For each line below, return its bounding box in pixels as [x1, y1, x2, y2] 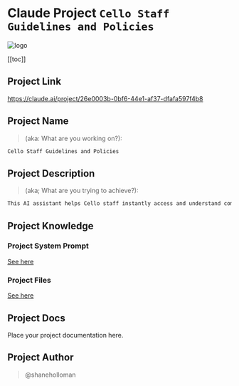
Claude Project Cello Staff [7, 5, 170, 21]
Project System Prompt [7, 241, 89, 251]
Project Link [7, 75, 62, 88]
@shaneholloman [24, 370, 76, 379]
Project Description [7, 167, 95, 179]
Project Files [7, 275, 51, 285]
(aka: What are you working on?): [24, 134, 122, 142]
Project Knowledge [7, 219, 94, 232]
